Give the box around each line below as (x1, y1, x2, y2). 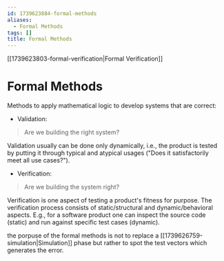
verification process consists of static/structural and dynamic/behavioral (7, 204, 214, 212)
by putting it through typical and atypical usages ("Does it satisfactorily (7, 149, 209, 157)
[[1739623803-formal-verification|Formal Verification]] (7, 54, 163, 63)
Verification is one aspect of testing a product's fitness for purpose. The (7, 196, 212, 205)
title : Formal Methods (7, 36, 72, 43)
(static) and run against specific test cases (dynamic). (7, 218, 160, 227)
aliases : (7, 17, 32, 23)
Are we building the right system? (23, 128, 120, 136)
